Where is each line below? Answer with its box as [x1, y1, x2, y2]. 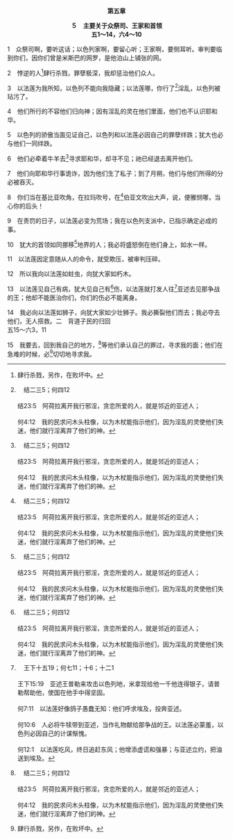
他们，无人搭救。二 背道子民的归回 [7, 316, 111, 325]
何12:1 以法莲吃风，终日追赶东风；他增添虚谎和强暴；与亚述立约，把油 [17, 745, 223, 754]
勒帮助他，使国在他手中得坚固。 [17, 688, 109, 697]
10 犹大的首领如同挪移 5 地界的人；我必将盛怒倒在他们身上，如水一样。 [7, 239, 212, 249]
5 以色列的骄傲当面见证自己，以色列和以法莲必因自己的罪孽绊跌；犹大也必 [7, 131, 224, 139]
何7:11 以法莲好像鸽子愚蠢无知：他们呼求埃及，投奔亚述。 [17, 705, 186, 713]
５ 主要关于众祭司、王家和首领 [71, 22, 162, 30]
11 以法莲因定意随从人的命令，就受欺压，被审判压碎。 [7, 255, 164, 263]
